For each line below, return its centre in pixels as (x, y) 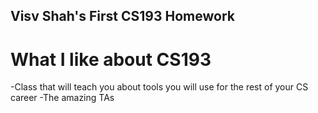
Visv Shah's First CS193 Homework (122, 16)
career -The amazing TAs (62, 98)
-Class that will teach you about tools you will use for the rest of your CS (159, 87)
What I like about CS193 (111, 59)
